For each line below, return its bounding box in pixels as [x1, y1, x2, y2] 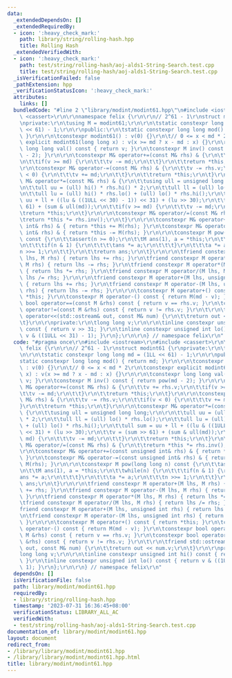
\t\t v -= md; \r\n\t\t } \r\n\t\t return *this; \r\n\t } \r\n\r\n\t [19, 390, 202, 397]
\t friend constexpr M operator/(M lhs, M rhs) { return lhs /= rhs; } [19, 499, 227, 506]
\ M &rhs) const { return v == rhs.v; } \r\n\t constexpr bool [19, 531, 199, 539]
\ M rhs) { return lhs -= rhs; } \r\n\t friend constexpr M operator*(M [19, 261, 227, 268]
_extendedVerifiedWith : [13, 49, 81, 56]
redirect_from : [7, 641, 51, 648]
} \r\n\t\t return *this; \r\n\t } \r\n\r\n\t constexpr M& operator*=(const [19, 403, 230, 410]
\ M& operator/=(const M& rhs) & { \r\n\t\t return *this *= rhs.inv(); [19, 441, 227, 449]
